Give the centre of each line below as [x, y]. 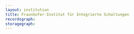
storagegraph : [20, 24]
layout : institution [27, 10]
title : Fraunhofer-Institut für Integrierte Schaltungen [67, 14]
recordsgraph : [20, 19]
